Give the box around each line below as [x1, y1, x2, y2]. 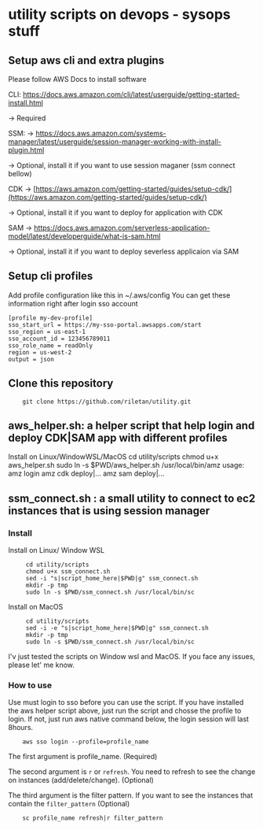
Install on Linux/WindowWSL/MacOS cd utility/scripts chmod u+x [8, 452, 219, 461]
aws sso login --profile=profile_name [22, 738, 149, 746]
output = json [8, 355, 55, 363]
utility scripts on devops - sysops [8, 6, 232, 24]
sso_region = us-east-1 [8, 328, 86, 335]
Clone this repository [8, 376, 114, 391]
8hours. [8, 723, 34, 732]
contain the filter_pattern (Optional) [8, 799, 130, 809]
